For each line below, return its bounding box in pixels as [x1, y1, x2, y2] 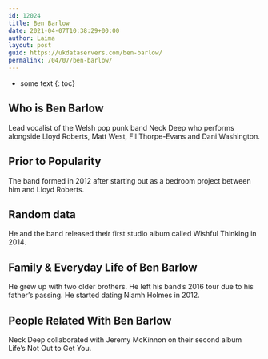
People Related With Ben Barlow [8, 313, 172, 327]
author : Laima [8, 34, 56, 42]
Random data [8, 208, 76, 221]
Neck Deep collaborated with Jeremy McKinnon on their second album [8, 334, 242, 345]
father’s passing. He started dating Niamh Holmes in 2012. [8, 290, 200, 301]
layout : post [8, 42, 52, 50]
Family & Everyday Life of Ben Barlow [8, 260, 198, 274]
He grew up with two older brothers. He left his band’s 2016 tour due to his [8, 282, 254, 292]
